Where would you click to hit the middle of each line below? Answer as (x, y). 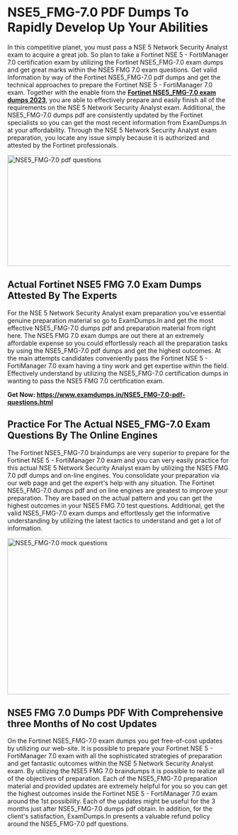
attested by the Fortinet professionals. (63, 145)
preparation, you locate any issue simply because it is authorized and (108, 137)
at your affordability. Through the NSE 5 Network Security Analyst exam (112, 130)
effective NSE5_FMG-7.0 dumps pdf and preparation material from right (112, 328)
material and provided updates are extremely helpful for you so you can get (118, 786)
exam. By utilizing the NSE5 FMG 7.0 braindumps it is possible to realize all (116, 771)
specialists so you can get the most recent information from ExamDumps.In (117, 122)
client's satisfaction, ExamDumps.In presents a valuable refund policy (109, 817)
